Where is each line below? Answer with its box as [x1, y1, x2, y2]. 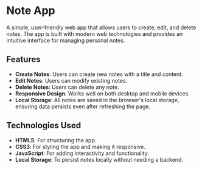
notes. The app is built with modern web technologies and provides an [6, 30, 183, 37]
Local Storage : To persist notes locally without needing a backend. [15, 156, 184, 163]
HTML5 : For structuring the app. [15, 136, 97, 143]
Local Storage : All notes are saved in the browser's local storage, [15, 96, 179, 103]
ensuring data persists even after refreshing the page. [15, 103, 151, 110]
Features [6, 54, 41, 64]
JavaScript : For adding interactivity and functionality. [15, 150, 149, 157]
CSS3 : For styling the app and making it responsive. [15, 143, 146, 150]
